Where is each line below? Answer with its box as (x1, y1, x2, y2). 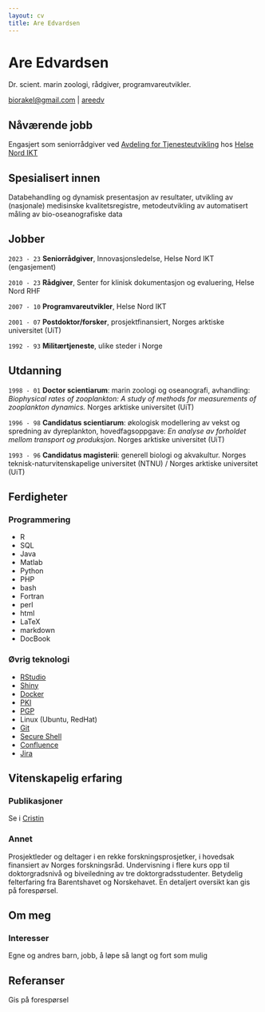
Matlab (19, 558, 43, 567)
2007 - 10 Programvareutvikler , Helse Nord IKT (8, 301, 167, 311)
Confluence (19, 740, 59, 749)
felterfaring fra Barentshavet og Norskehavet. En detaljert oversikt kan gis (8, 877, 251, 887)
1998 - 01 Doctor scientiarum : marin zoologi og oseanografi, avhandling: (8, 385, 251, 395)
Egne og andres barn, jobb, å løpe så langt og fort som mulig (8, 951, 208, 960)
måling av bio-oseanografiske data (8, 209, 123, 219)
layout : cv (8, 11, 45, 20)
